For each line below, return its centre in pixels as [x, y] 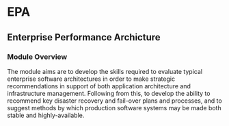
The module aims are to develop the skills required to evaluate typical [105, 71]
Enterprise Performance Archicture [84, 37]
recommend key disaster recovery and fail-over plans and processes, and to [114, 101]
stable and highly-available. [46, 115]
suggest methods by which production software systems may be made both [114, 108]
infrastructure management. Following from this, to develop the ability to [109, 93]
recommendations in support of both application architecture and [99, 86]
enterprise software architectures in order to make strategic [91, 79]
